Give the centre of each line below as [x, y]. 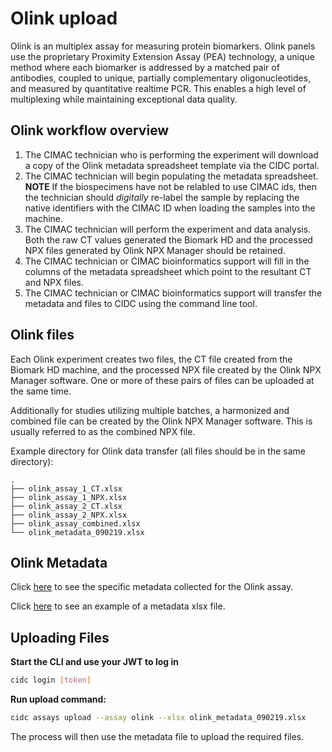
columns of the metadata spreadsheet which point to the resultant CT [168, 271]
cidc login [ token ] [51, 680]
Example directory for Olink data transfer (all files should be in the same [158, 451]
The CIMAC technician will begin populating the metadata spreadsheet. [171, 176]
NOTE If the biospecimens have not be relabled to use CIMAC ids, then [171, 186]
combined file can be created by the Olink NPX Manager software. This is [161, 421]
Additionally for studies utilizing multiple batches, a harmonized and [150, 410]
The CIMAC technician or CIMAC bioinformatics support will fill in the [167, 261]
